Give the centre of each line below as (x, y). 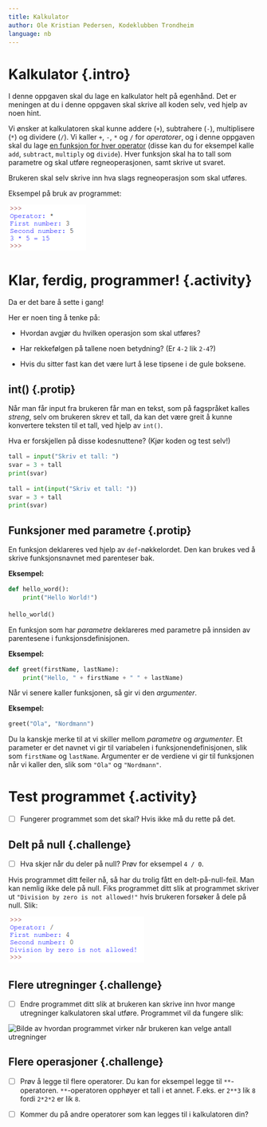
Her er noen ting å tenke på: (54, 318)
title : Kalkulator (39, 17)
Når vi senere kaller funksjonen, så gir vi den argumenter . (103, 693)
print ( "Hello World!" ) (60, 598)
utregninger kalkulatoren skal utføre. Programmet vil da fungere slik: (132, 1013)
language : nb (30, 34)
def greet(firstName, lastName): (64, 669)
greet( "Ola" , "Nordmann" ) (51, 724)
